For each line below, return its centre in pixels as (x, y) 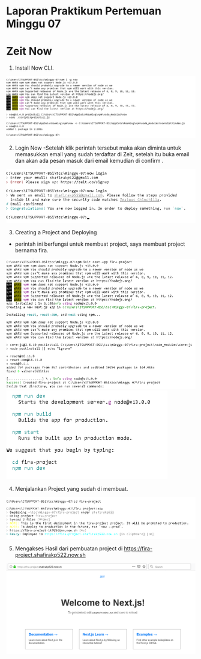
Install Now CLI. (34, 68)
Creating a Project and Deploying (56, 232)
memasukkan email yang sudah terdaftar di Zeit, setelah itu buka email (102, 154)
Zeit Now (29, 51)
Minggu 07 (34, 24)
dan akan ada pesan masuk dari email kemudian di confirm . (89, 161)
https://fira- (138, 548)
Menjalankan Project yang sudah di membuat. (71, 488)
